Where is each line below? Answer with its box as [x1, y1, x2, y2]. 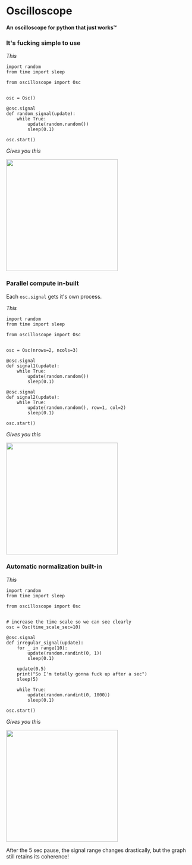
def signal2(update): [6, 394, 60, 400]
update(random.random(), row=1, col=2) [27, 404, 127, 411]
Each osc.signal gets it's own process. [6, 293, 102, 300]
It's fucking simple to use [6, 39, 81, 47]
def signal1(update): [6, 362, 60, 369]
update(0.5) [17, 666, 46, 672]
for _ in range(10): [17, 645, 68, 651]
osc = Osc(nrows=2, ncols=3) [6, 347, 78, 353]
